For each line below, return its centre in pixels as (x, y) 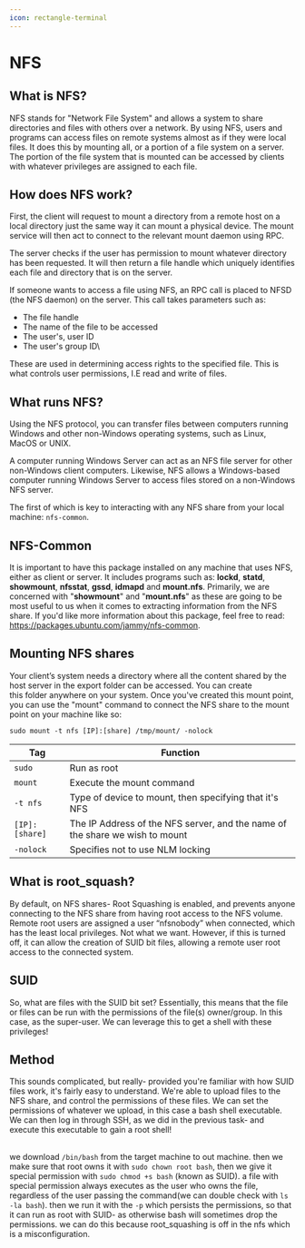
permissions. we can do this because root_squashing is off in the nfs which (150, 1224)
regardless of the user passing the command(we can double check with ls (149, 1195)
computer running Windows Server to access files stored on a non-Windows (152, 480)
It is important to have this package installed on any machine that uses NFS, (151, 567)
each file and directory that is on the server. (91, 272)
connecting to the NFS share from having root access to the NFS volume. (146, 913)
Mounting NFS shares (72, 654)
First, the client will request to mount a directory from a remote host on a (145, 216)
